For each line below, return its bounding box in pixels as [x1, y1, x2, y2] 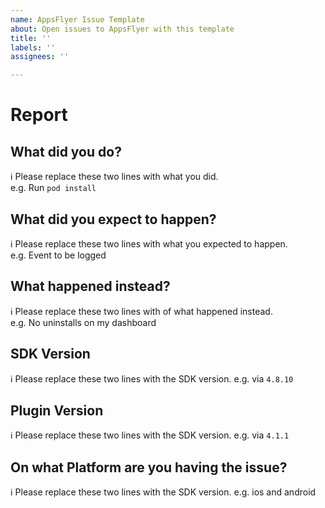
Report [10, 104, 68, 126]
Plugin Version [10, 402, 104, 419]
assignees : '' [10, 52, 70, 62]
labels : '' [10, 42, 56, 53]
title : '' [10, 33, 52, 43]
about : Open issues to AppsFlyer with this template [10, 24, 235, 34]
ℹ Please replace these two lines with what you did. [10, 171, 219, 183]
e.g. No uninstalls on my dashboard [10, 316, 157, 328]
